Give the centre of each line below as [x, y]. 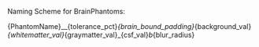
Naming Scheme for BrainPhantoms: [66, 11]
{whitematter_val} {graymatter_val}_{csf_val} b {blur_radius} [101, 35]
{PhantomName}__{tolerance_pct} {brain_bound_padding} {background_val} [129, 26]
